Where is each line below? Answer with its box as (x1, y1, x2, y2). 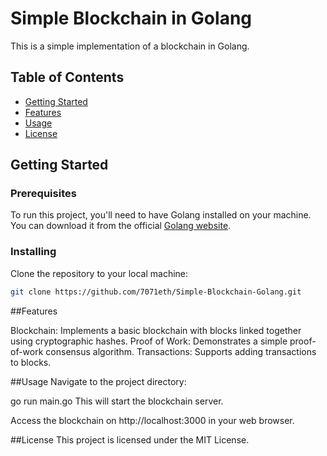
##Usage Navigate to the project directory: (10, 375, 187, 387)
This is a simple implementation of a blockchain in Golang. (10, 40, 250, 52)
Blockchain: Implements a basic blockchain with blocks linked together (10, 324, 302, 336)
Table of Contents (10, 69, 125, 86)
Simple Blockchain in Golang (10, 7, 253, 30)
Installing (10, 245, 57, 259)
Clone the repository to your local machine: (10, 267, 189, 279)
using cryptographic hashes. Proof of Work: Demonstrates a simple (10, 335, 288, 347)
